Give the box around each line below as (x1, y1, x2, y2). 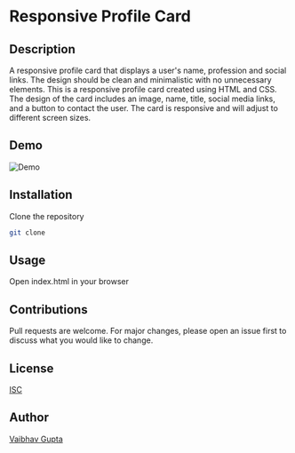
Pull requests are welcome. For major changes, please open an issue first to (9, 326, 287, 337)
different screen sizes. (9, 113, 92, 123)
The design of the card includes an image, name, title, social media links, (9, 93, 275, 104)
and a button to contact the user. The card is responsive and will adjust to (9, 103, 278, 113)
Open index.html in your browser (9, 276, 129, 287)
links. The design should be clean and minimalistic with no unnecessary (9, 75, 273, 85)
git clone (9, 228, 46, 237)
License (9, 361, 54, 376)
